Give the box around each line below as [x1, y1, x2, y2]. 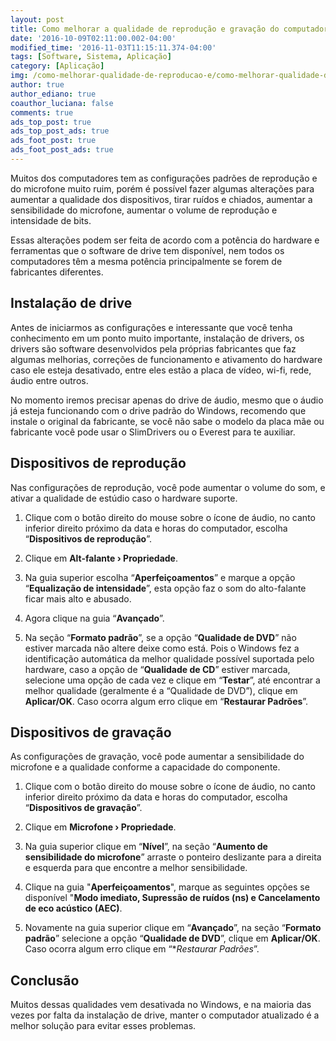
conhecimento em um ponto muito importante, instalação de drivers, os [10, 332, 305, 344]
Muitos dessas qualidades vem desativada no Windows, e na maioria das [10, 999, 312, 1011]
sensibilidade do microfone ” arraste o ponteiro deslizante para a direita [24, 851, 322, 863]
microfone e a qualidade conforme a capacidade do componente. [10, 761, 281, 773]
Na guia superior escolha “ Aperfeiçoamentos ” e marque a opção [24, 571, 296, 583]
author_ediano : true [10, 89, 97, 99]
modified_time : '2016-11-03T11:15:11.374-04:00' [10, 42, 217, 53]
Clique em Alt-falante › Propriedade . [24, 552, 178, 564]
